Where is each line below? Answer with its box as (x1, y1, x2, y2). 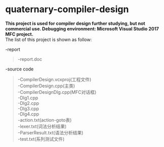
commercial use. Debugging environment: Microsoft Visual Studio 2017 (5, 25, 159, 31)
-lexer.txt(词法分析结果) (17, 123, 67, 129)
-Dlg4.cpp (17, 111, 40, 117)
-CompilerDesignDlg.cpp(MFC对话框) (17, 89, 96, 95)
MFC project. (5, 31, 34, 37)
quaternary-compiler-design (5, 4, 129, 15)
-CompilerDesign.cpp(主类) (17, 83, 75, 89)
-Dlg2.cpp (17, 100, 40, 106)
